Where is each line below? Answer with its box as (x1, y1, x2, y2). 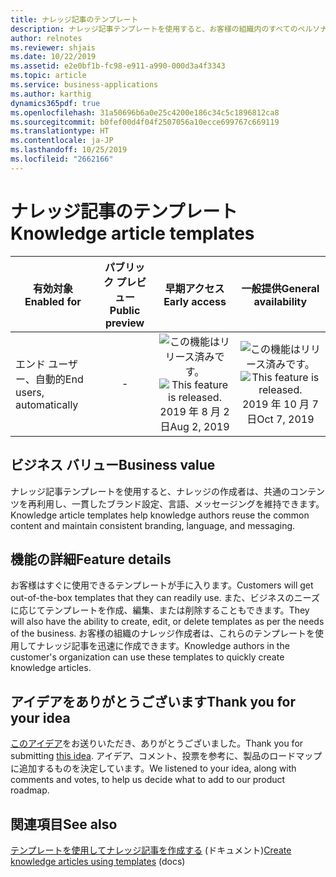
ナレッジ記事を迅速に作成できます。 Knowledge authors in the (36, 640, 290, 652)
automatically (15, 397, 79, 411)
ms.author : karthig (10, 89, 92, 99)
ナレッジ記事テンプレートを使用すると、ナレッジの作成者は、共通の (10, 485, 291, 497)
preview (104, 316, 145, 330)
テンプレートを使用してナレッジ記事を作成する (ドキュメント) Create (10, 844, 292, 856)
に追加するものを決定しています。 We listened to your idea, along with (10, 762, 297, 775)
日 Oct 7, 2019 (246, 412, 315, 426)
